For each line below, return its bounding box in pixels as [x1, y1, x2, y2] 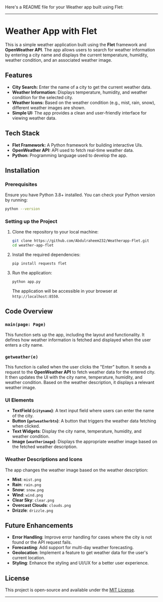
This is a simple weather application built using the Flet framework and [5, 41, 147, 48]
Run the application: [12, 270, 52, 276]
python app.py [12, 279, 41, 284]
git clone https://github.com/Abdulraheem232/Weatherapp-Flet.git [12, 238, 149, 243]
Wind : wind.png [12, 492, 43, 498]
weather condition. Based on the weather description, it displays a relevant [5, 379, 155, 385]
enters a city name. [5, 342, 44, 348]
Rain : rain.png [12, 482, 41, 487]
